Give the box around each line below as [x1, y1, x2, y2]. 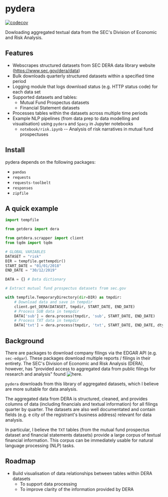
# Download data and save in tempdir [14, 299, 93, 305]
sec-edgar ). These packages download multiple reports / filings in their [5, 355, 151, 361]
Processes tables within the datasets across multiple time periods [12, 110, 148, 116]
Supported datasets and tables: [12, 94, 77, 100]
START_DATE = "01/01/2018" [5, 263, 61, 268]
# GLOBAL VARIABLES [5, 249, 46, 254]
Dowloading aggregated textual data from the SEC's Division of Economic [5, 29, 157, 35]
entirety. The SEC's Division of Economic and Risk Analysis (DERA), [5, 360, 144, 366]
